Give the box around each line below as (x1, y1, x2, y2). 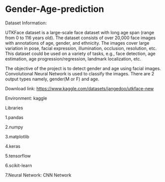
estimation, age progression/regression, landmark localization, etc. (5, 56, 141, 61)
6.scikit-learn (5, 162, 32, 168)
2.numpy (5, 124, 23, 130)
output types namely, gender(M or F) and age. (5, 76, 100, 82)
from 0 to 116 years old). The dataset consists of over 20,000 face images (5, 35, 156, 41)
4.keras (5, 143, 21, 149)
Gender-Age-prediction (5, 3, 104, 15)
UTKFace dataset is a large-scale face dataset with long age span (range (5, 29, 155, 35)
